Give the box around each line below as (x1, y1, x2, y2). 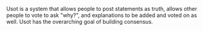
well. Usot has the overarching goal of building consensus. (6, 18, 153, 25)
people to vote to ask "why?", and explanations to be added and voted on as (6, 12, 198, 19)
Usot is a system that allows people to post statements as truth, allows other (6, 5, 198, 12)
